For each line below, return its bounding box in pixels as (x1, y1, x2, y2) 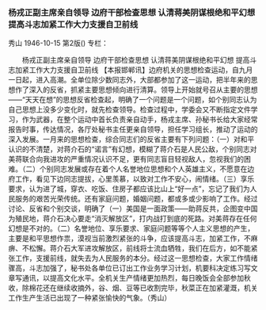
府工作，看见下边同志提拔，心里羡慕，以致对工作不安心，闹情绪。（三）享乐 (8, 174, 255, 184)
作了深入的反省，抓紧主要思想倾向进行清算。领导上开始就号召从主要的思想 (14, 85, 258, 94)
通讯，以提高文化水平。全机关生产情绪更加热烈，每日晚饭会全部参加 (21, 274, 244, 283)
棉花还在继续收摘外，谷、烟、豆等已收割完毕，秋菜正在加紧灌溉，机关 (28, 283, 258, 293)
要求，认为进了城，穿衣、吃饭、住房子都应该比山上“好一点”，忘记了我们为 (8, 184, 251, 193)
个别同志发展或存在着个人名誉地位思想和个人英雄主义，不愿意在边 (39, 164, 255, 174)
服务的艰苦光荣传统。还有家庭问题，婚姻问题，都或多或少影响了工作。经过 (14, 194, 258, 204)
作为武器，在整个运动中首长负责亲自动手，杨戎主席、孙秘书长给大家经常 (21, 115, 258, 124)
